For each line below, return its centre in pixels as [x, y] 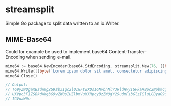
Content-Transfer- [128, 51]
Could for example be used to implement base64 [56, 51]
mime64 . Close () [21, 76]
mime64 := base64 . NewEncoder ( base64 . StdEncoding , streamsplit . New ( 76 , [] [85, 66]
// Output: [17, 85]
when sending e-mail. [49, 57]
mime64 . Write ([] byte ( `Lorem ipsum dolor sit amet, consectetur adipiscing [86, 71]
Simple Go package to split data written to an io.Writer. [62, 23]
